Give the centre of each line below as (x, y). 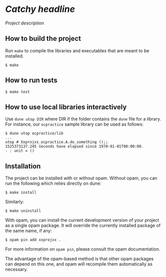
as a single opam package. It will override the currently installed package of (83, 226)
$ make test (17, 92)
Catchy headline (40, 9)
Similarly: (15, 202)
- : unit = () (20, 151)
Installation (23, 166)
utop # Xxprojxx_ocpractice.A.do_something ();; (57, 142)
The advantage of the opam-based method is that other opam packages (79, 259)
